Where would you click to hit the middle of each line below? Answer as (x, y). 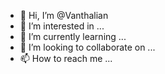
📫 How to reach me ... (66, 58)
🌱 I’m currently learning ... (73, 36)
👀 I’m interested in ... (62, 26)
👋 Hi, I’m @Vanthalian (64, 15)
